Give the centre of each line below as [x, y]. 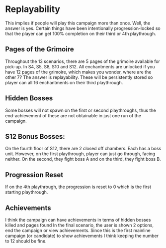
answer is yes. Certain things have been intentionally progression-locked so [83, 28]
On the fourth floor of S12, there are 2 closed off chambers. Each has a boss [83, 149]
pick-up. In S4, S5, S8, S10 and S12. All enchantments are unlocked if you [80, 66]
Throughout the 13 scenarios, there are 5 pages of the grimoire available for [83, 61]
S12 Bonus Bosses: [35, 136]
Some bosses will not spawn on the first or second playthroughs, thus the [81, 110]
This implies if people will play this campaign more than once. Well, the [78, 23]
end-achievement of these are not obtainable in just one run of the [73, 115]
